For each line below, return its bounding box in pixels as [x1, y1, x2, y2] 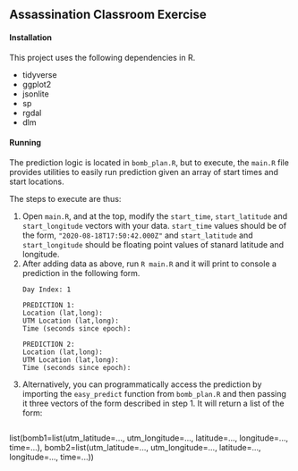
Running [9, 138, 42, 148]
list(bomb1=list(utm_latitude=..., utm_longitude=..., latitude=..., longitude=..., [9, 433, 289, 443]
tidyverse [21, 69, 57, 80]
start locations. [9, 176, 64, 187]
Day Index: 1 [21, 285, 72, 294]
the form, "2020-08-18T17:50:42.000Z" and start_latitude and [21, 230, 253, 240]
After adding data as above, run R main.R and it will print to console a [21, 258, 277, 269]
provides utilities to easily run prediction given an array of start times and [9, 166, 279, 177]
